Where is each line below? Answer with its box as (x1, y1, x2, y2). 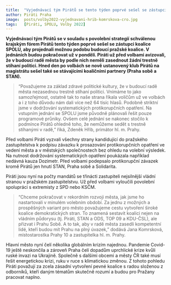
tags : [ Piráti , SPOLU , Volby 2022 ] (6, 21, 86, 27)
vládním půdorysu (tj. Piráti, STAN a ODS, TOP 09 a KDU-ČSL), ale (18, 216, 157, 222)
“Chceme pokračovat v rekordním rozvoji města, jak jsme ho (18, 194, 144, 200)
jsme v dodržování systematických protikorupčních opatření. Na (18, 105, 152, 111)
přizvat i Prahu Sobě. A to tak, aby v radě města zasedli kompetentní (18, 221, 161, 227)
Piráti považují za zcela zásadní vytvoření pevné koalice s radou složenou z (6, 263, 163, 270)
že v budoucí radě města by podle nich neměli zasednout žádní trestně (6, 57, 158, 64)
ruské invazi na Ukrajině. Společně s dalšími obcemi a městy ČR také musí (6, 252, 161, 259)
